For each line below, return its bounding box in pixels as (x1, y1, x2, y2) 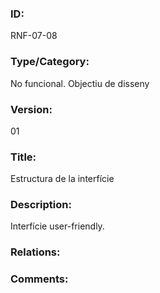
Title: (10, 150, 37, 164)
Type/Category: (10, 55, 90, 69)
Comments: (10, 272, 69, 286)
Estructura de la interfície (10, 173, 115, 185)
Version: (10, 102, 53, 116)
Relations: (10, 245, 61, 259)
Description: (10, 198, 72, 212)
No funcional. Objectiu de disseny (10, 77, 150, 89)
